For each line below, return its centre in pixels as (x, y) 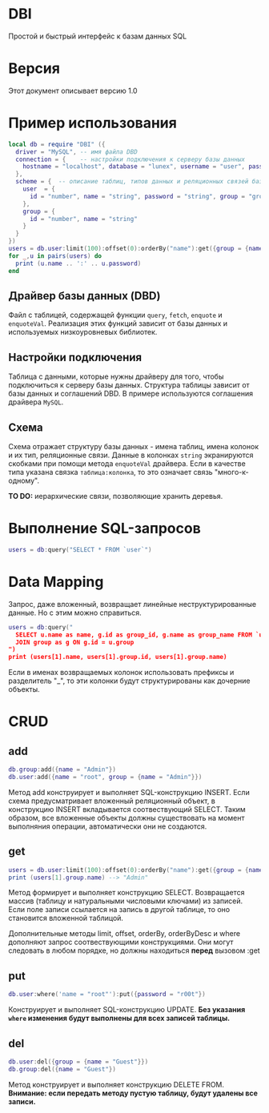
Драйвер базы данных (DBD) (84, 296)
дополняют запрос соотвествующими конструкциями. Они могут (121, 942)
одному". (24, 480)
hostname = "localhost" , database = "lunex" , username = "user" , (134, 167)
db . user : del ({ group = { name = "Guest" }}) (78, 1062)
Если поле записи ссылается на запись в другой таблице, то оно (119, 910)
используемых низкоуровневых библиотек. (83, 332)
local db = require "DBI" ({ (57, 144)
